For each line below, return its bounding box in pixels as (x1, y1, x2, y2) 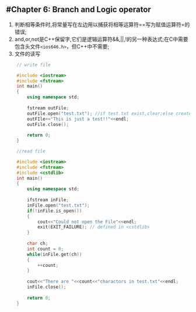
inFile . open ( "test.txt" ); (27, 202, 90, 208)
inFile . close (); (27, 284, 66, 290)
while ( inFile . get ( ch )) (27, 251, 82, 257)
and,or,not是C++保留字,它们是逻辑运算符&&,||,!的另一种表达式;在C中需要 (14, 35, 188, 43)
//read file (16, 149, 45, 155)
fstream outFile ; (27, 105, 69, 111)
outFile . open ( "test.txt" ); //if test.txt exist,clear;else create (27, 111, 192, 116)
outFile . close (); (27, 121, 69, 128)
